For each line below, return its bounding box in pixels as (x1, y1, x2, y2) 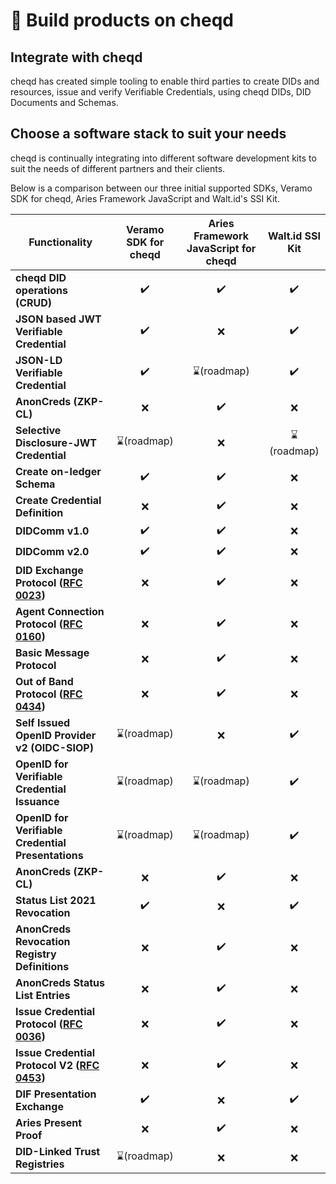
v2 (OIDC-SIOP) (15, 740, 94, 754)
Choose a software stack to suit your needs (10, 125, 287, 143)
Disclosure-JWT (15, 435, 97, 449)
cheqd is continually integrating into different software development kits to (10, 152, 317, 164)
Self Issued (15, 715, 70, 729)
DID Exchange (15, 563, 84, 577)
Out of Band (15, 674, 74, 688)
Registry (15, 947, 57, 961)
